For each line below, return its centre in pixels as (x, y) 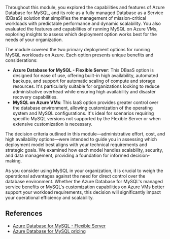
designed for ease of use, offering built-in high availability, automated (85, 75)
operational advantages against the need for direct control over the (75, 176)
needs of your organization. (34, 40)
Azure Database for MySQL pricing (49, 231)
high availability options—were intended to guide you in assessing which (81, 139)
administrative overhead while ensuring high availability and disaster (84, 92)
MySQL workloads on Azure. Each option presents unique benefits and (79, 55)
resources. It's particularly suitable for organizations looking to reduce (86, 86)
